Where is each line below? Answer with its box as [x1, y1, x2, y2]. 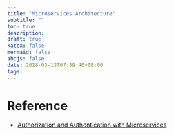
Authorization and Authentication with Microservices [17, 120, 167, 129]
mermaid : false [7, 49, 51, 56]
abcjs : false [7, 55, 45, 62]
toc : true [7, 23, 36, 30]
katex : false [7, 42, 45, 49]
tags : [7, 68, 23, 75]
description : [7, 29, 45, 37]
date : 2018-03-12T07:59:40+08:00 [7, 62, 104, 69]
